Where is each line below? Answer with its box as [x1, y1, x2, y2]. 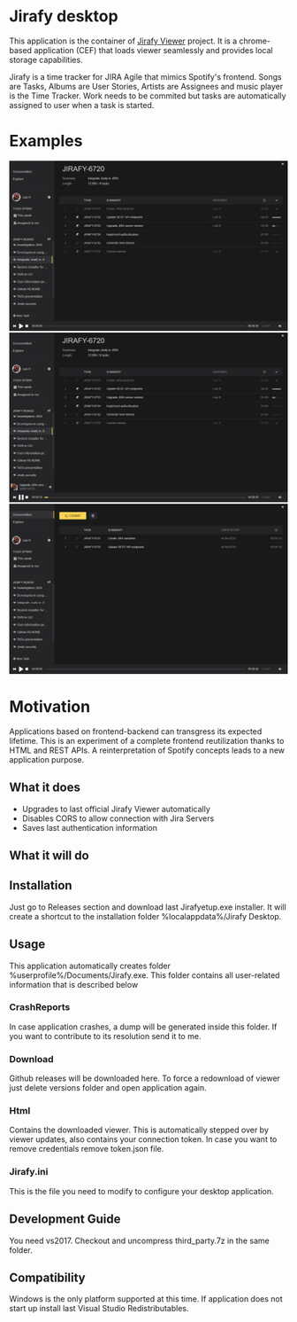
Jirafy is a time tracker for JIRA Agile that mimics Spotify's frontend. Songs [9, 71, 282, 82]
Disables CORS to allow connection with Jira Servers [21, 813, 215, 824]
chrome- [238, 35, 271, 46]
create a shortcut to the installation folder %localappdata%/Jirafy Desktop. [9, 911, 282, 921]
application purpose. [9, 754, 85, 764]
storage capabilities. [9, 54, 83, 65]
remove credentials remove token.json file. [9, 1144, 164, 1154]
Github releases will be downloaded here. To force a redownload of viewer [9, 1073, 281, 1083]
